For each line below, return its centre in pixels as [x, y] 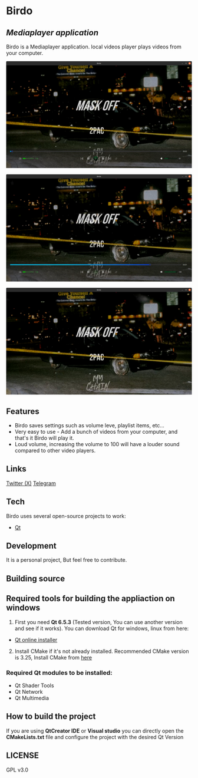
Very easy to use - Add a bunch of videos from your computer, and [96, 431]
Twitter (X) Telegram [31, 483]
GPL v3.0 [17, 770]
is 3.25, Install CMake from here [53, 657]
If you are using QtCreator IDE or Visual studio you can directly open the [95, 731]
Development [32, 546]
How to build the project [51, 716]
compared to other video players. [55, 450]
